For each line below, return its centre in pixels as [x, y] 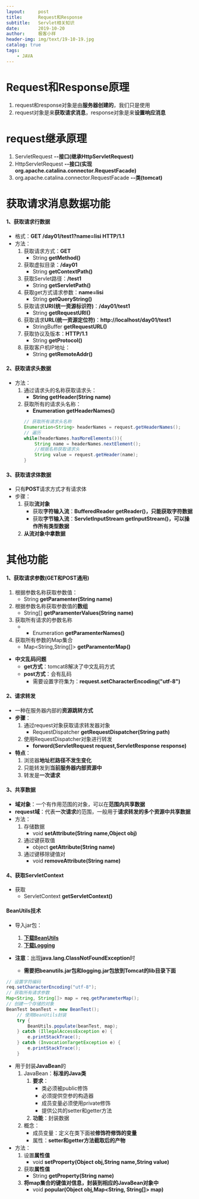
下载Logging [39, 945]
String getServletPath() [61, 285]
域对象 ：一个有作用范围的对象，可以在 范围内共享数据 [80, 804]
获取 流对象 [37, 504]
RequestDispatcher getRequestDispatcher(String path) [101, 732]
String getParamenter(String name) [68, 599]
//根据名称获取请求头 [57, 449]
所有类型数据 [53, 526]
